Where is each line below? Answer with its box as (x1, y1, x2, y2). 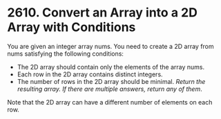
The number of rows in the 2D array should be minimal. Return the (17, 77, 206, 85)
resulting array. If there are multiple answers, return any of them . (17, 85, 202, 93)
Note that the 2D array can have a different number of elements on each (7, 98, 213, 106)
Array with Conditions (7, 19, 136, 35)
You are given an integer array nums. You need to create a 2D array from (7, 42, 214, 50)
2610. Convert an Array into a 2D (7, 5, 198, 21)
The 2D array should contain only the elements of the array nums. (17, 63, 205, 71)
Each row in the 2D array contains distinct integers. (17, 70, 164, 78)
